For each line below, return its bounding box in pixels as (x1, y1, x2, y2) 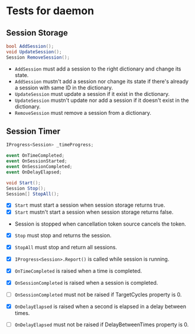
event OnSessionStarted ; (6, 158, 67, 164)
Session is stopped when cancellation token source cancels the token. (14, 220, 186, 227)
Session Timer (6, 126, 61, 137)
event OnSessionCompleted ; (6, 164, 73, 170)
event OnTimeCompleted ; (6, 153, 65, 159)
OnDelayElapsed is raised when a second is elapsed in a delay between (14, 303, 186, 310)
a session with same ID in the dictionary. (14, 84, 113, 91)
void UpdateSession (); (6, 49, 62, 54)
